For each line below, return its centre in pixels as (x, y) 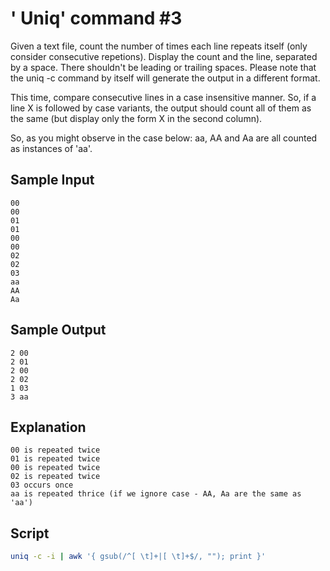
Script (30, 533)
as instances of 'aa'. (51, 148)
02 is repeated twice (55, 477)
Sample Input (52, 180)
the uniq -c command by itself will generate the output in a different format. (165, 78)
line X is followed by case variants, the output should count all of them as (161, 108)
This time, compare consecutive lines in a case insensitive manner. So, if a (163, 97)
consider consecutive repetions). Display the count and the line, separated (164, 56)
